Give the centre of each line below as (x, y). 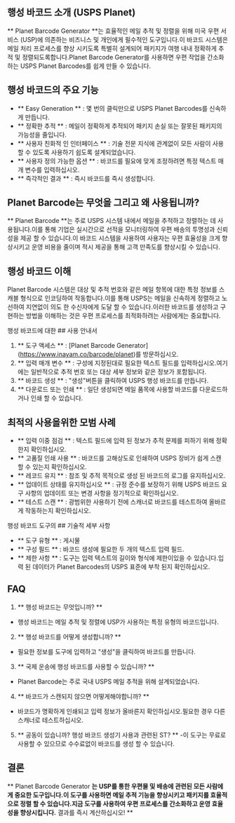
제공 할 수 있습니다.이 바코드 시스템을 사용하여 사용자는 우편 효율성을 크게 (120, 238)
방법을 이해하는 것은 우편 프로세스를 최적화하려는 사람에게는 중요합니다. (123, 316)
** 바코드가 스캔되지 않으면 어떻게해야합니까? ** (83, 696)
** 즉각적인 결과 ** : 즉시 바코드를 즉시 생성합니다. (86, 178)
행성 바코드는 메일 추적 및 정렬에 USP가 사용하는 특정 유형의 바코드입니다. (118, 622)
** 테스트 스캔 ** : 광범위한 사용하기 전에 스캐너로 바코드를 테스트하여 (112, 502)
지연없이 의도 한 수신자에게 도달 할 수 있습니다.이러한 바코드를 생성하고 (122, 307)
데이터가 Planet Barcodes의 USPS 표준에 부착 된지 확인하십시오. (121, 567)
